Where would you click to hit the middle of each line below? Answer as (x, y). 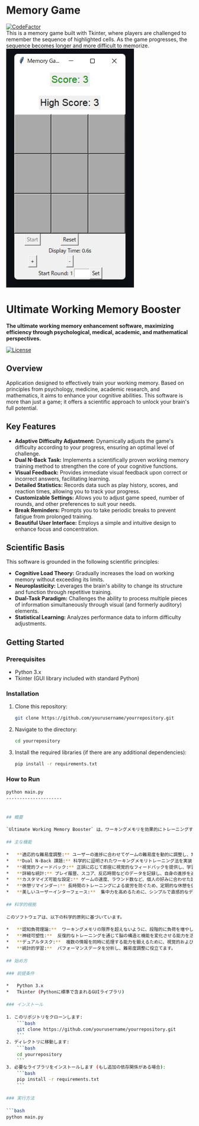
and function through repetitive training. (63, 592)
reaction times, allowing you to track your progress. (78, 491)
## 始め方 (17, 961)
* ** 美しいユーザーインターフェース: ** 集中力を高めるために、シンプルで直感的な (97, 892)
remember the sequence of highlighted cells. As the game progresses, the (97, 39)
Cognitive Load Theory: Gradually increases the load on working (94, 573)
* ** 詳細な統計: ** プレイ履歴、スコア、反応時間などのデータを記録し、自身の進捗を (99, 873)
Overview (25, 369)
